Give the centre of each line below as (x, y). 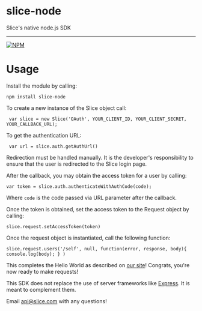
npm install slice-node (36, 97)
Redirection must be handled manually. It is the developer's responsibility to (100, 157)
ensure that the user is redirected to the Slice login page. (77, 164)
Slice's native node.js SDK (38, 28)
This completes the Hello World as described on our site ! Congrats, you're (98, 265)
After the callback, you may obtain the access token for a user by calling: (96, 175)
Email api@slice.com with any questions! (57, 301)
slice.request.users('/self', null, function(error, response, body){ (96, 249)
